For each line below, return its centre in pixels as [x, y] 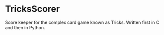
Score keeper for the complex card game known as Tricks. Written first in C [82, 22]
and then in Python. [25, 27]
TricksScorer [33, 9]
